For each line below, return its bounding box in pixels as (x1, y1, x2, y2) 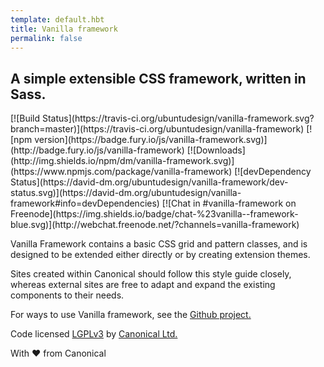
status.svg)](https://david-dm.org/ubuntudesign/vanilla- (10, 187, 242, 199)
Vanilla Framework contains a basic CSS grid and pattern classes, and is (10, 238, 308, 250)
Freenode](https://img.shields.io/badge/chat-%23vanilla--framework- (10, 208, 299, 220)
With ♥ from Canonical (10, 347, 107, 360)
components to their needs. (10, 289, 125, 301)
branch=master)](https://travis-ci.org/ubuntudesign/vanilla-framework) (10, 123, 305, 135)
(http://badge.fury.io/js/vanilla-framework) (10, 144, 185, 156)
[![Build (10, 112, 41, 125)
